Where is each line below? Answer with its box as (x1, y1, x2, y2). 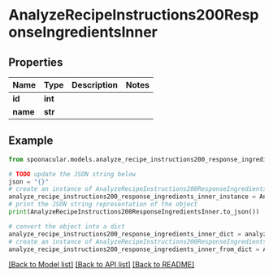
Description (71, 80, 118, 90)
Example (8, 134, 54, 148)
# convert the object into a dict (8, 222, 126, 231)
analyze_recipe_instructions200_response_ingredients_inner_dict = (8, 230, 242, 238)
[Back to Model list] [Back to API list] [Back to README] (8, 260, 195, 270)
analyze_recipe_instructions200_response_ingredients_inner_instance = (8, 193, 256, 201)
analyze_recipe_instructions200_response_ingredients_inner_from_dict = (8, 245, 260, 253)
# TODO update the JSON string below (8, 170, 136, 178)
